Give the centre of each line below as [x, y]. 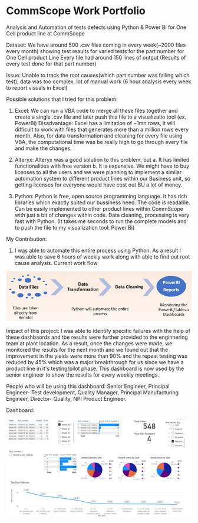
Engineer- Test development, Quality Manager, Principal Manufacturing [92, 393]
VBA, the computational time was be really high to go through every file [101, 142]
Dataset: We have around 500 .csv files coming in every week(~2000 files [96, 45]
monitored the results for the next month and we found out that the [87, 350]
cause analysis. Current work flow [56, 263]
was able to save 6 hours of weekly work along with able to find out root [102, 256]
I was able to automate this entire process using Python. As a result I [98, 250]
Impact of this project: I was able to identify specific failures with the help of [98, 331]
